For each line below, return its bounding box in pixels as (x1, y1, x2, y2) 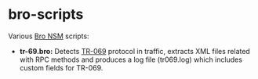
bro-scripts (8, 5, 84, 23)
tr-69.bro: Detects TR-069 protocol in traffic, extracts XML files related (19, 46, 251, 56)
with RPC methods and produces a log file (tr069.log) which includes (19, 55, 243, 64)
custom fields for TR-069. (19, 63, 104, 72)
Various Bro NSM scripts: (8, 31, 89, 41)
